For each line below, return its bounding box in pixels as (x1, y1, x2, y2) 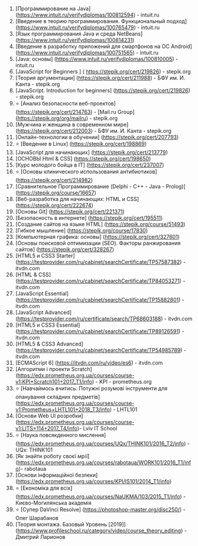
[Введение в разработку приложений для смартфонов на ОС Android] (15, 43, 193, 50)
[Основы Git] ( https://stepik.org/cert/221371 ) (15, 208, 125, 215)
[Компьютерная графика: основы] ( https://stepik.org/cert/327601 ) (15, 234, 180, 240)
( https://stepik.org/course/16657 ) (15, 189, 97, 196)
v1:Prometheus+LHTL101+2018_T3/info (15, 406, 110, 413)
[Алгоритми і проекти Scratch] (15, 366, 92, 372)
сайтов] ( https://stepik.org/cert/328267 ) (15, 246, 115, 253)
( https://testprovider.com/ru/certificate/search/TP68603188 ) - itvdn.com (15, 315, 193, 322)
